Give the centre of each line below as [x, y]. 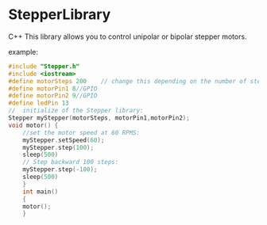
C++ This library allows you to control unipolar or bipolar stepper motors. [128, 36]
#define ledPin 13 [39, 103]
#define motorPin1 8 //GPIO [53, 89]
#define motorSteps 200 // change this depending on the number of [128, 81]
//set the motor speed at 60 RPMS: [81, 132]
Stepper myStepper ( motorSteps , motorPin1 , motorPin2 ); [99, 118]
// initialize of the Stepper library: [76, 111]
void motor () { [33, 125]
